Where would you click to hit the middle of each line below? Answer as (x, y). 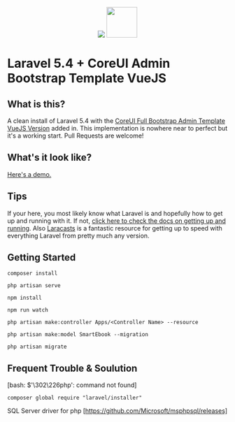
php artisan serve (34, 286)
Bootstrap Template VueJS (87, 79)
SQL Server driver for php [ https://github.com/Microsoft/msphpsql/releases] (117, 411)
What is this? (36, 104)
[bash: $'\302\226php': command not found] (72, 385)
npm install (24, 298)
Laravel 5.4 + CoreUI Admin (89, 64)
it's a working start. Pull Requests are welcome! (76, 136)
